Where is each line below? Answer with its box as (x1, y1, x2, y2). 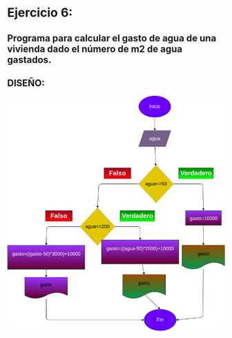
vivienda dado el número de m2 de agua (7, 43, 183, 54)
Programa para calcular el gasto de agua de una (7, 32, 217, 44)
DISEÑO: (7, 77, 45, 89)
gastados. (7, 54, 52, 66)
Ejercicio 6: (7, 5, 73, 21)
